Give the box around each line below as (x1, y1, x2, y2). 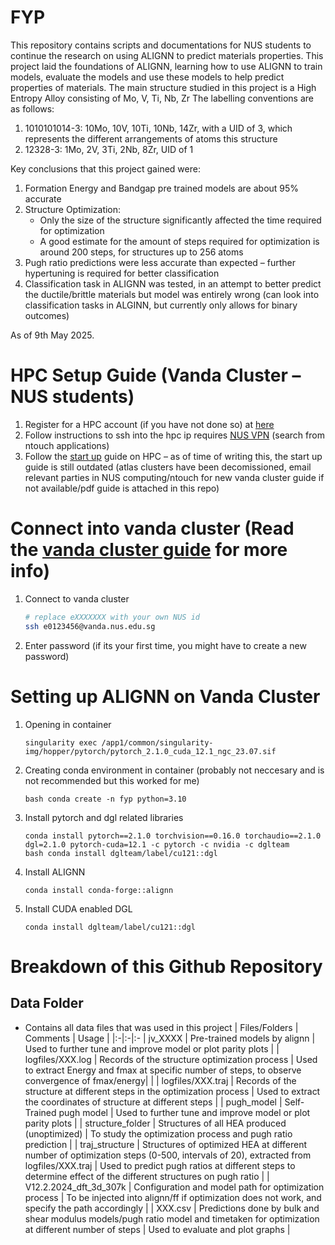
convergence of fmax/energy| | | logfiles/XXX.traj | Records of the (24, 1074, 297, 1086)
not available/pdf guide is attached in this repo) (24, 482, 220, 494)
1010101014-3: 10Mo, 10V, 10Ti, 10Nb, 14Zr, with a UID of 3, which (24, 122, 293, 134)
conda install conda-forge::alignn (24, 885, 174, 895)
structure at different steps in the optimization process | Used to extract (24, 1085, 321, 1097)
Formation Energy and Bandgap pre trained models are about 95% (24, 182, 300, 194)
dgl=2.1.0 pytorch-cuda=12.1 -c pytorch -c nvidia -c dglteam (24, 839, 290, 850)
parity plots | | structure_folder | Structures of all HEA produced (24, 1117, 287, 1129)
